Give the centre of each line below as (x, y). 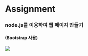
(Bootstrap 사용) (22, 37)
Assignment (30, 9)
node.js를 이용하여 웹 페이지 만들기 (44, 25)
